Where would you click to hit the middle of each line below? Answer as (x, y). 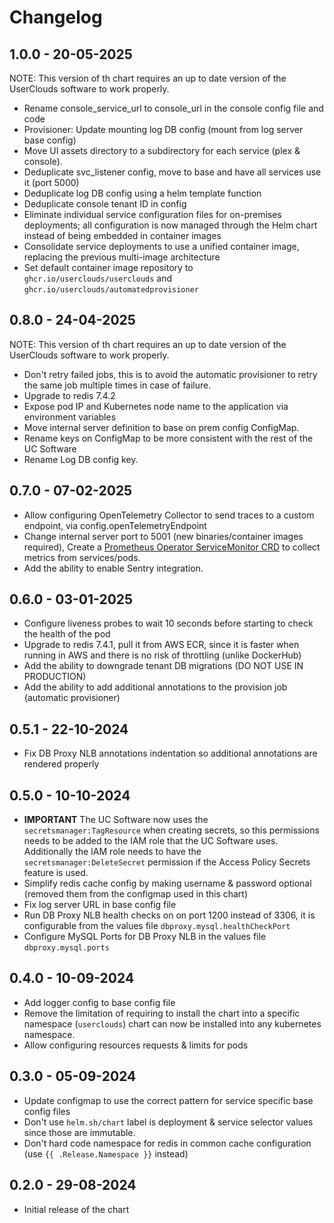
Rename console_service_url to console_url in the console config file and (173, 108)
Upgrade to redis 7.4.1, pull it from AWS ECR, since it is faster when (161, 645)
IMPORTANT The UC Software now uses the (116, 820)
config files (47, 1111)
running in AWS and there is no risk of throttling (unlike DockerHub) (162, 655)
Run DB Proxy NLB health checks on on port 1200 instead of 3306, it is (169, 915)
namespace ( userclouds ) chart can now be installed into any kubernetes (172, 1023)
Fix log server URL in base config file (100, 905)
